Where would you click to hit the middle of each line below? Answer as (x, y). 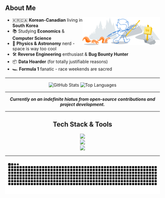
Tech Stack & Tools (82, 124)
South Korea (25, 25)
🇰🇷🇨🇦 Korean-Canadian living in (47, 20)
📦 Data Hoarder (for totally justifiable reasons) (60, 62)
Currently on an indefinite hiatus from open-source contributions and (82, 99)
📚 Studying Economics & (38, 31)
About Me (20, 8)
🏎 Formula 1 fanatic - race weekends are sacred (62, 69)
